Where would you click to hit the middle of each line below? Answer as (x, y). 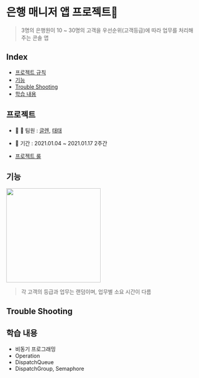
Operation (27, 356)
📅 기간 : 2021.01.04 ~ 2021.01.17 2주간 (61, 143)
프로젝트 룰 (28, 156)
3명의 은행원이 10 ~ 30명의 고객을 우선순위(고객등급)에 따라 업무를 (99, 30)
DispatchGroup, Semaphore (49, 368)
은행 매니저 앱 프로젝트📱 (62, 12)
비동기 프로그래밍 (35, 349)
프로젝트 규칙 (30, 72)
